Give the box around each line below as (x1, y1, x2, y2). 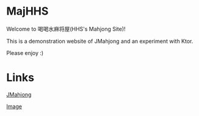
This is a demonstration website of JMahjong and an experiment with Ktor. (6, 37, 194, 45)
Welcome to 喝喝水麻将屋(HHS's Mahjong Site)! (6, 25, 126, 32)
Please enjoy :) (6, 49, 44, 56)
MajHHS (6, 4, 49, 18)
